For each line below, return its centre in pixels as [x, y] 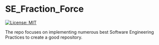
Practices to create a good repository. [44, 37]
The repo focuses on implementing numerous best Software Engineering [79, 32]
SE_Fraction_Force [44, 9]
